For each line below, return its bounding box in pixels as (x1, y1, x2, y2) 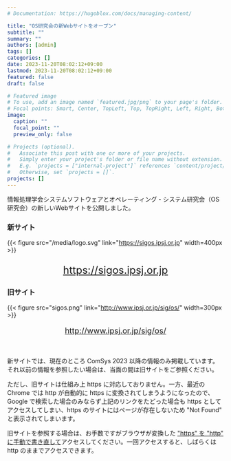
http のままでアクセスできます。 (7, 447, 98, 455)
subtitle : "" (7, 29, 45, 36)
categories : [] (7, 54, 51, 62)
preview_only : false (13, 131, 72, 138)
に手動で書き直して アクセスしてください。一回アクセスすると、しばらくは (7, 438, 217, 446)
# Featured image (7, 92, 57, 100)
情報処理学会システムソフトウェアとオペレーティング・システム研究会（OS (7, 195, 220, 203)
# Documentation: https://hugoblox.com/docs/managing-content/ (7, 10, 192, 17)
